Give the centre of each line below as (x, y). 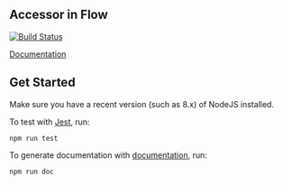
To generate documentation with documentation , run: (108, 155)
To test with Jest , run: (50, 122)
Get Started (42, 83)
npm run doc (32, 171)
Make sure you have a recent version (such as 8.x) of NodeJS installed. (142, 104)
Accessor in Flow (59, 15)
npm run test (34, 138)
